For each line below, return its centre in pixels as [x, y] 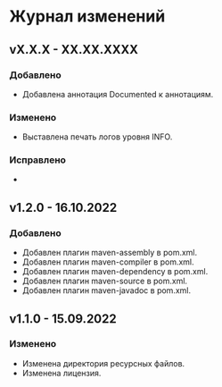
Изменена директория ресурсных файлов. [103, 363]
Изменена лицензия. [62, 373]
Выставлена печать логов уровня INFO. [97, 137]
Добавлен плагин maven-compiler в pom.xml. [108, 262]
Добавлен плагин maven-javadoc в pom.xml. [107, 290]
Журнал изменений [87, 17]
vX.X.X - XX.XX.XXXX [74, 50]
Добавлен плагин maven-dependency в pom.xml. [115, 272]
